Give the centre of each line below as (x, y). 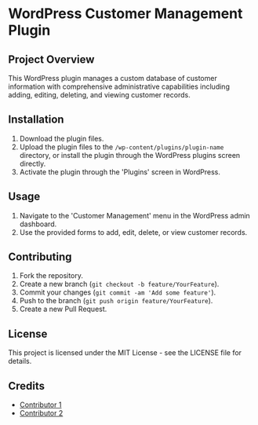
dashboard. (38, 224)
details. (20, 361)
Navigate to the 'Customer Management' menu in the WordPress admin (135, 215)
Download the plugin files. (62, 138)
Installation (36, 120)
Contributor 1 (40, 405)
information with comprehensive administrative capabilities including (119, 86)
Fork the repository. (51, 276)
